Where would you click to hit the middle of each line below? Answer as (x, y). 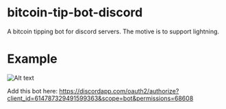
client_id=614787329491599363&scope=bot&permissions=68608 (100, 98)
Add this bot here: (33, 91)
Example (32, 59)
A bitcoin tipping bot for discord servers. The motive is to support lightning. (113, 31)
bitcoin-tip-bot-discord (75, 13)
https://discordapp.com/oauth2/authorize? (119, 91)
